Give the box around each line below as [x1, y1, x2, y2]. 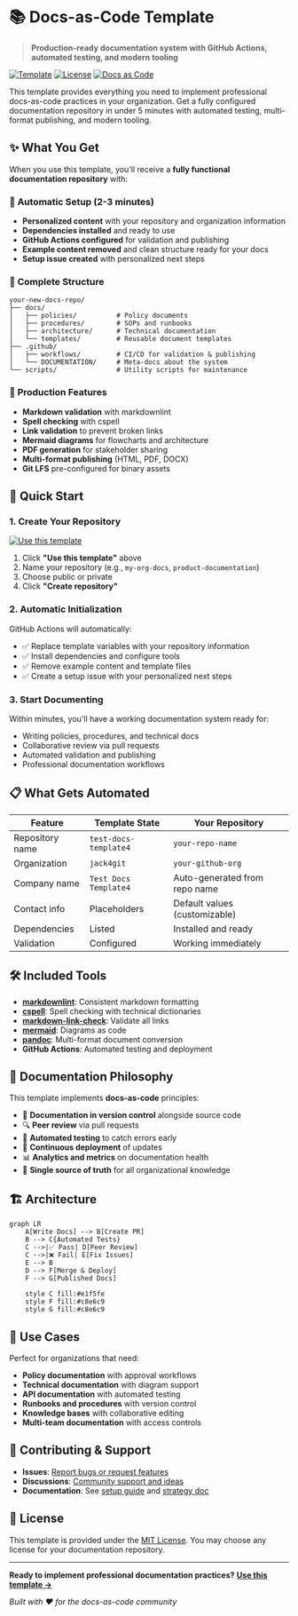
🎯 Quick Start [9, 489, 84, 504]
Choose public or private [21, 572, 113, 582]
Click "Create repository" [21, 581, 118, 591]
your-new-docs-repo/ [9, 296, 86, 305]
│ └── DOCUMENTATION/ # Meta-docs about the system [9, 358, 228, 367]
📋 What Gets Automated [9, 786, 151, 801]
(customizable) [173, 907, 237, 920]
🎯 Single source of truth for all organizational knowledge [21, 1165, 231, 1176]
